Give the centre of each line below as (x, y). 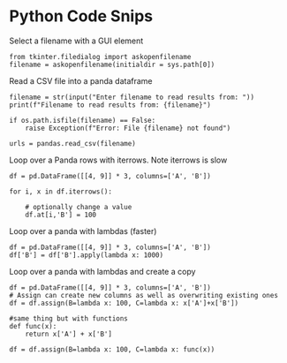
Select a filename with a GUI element (76, 41)
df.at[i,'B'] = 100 (61, 215)
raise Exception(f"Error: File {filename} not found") (128, 128)
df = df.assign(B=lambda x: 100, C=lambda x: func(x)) (112, 349)
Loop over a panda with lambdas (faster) (83, 231)
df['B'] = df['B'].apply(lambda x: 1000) (87, 255)
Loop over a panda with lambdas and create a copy (102, 271)
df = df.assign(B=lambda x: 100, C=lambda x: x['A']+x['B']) (124, 303)
